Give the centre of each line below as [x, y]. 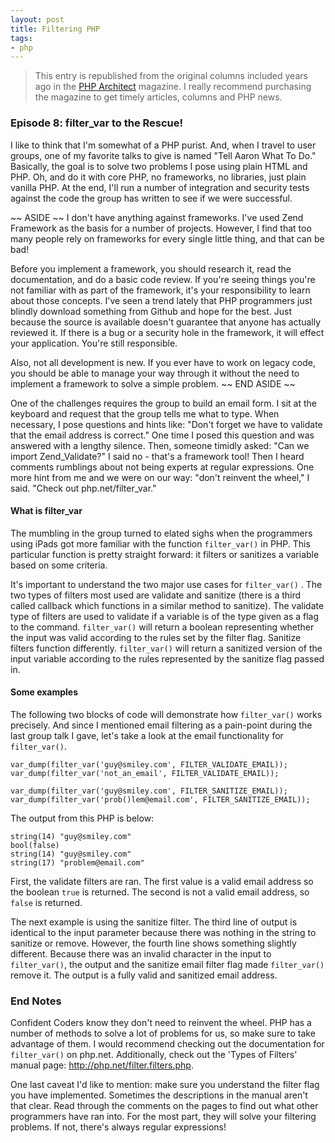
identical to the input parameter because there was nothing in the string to [163, 932]
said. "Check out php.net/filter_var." [83, 488]
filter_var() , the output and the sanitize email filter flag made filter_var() [167, 964]
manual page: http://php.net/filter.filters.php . [102, 1065]
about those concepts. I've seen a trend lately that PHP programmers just [161, 300]
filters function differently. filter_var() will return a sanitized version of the [166, 648]
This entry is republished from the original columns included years [171, 76]
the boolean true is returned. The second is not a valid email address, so [160, 892]
